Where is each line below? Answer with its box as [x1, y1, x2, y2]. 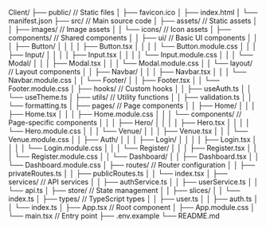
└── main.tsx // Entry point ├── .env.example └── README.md [8, 211, 221, 220]
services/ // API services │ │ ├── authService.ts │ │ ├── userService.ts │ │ [8, 177, 259, 187]
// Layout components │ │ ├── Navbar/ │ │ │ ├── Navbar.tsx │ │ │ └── [8, 67, 247, 76]
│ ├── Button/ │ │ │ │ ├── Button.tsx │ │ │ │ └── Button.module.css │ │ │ [8, 41, 257, 51]
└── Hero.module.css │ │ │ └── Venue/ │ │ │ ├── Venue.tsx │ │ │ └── [8, 126, 248, 136]
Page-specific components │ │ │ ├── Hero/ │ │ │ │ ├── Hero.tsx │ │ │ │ [8, 118, 251, 127]
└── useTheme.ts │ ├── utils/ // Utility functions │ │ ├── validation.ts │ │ [8, 93, 252, 101]
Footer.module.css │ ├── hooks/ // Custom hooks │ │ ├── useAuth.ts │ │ [8, 84, 252, 93]
